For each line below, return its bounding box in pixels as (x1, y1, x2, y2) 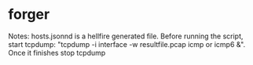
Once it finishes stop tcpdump (8, 48, 106, 57)
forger (8, 5, 50, 23)
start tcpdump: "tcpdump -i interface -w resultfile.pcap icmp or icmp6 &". (8, 39, 246, 49)
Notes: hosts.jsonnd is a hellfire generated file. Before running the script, (8, 31, 244, 41)
